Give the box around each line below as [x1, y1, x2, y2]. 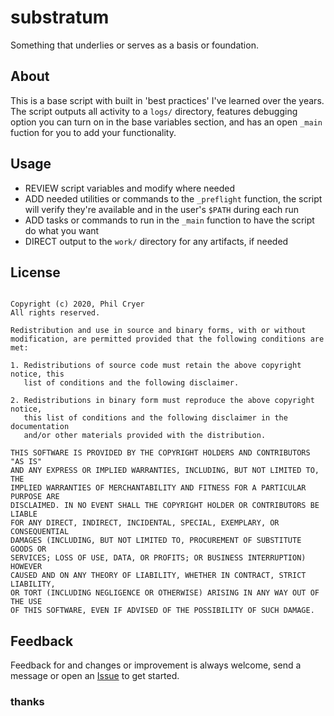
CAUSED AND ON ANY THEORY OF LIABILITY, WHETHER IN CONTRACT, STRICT [10, 571, 307, 581]
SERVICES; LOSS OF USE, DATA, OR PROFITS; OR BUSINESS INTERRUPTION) [10, 553, 307, 563]
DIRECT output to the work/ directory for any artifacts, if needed [24, 235, 289, 247]
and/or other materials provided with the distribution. [23, 431, 267, 441]
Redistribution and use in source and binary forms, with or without [10, 326, 307, 336]
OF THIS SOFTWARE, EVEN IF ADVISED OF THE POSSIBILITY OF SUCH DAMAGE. [10, 606, 315, 616]
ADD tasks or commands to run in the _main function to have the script [24, 214, 315, 226]
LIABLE [10, 509, 38, 520]
